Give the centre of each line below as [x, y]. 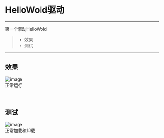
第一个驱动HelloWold [26, 29]
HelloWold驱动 [35, 10]
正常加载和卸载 [20, 130]
